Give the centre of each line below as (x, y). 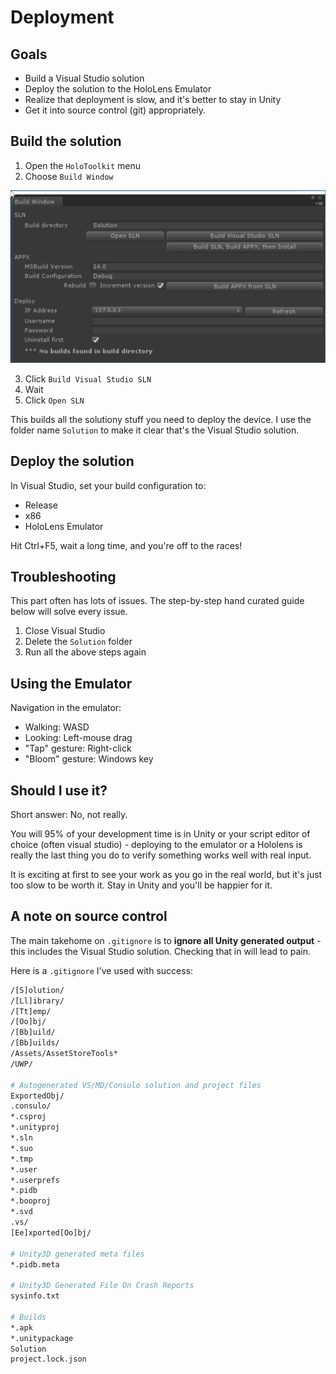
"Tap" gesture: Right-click (78, 748)
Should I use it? (59, 790)
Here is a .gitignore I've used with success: (102, 970)
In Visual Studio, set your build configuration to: (108, 485)
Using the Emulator (71, 683)
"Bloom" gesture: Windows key (89, 759)
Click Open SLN (54, 400)
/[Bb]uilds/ (35, 1043)
